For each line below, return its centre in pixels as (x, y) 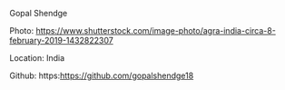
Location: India (37, 58)
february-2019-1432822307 (61, 40)
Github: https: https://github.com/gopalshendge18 (102, 75)
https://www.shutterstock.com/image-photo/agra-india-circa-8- (156, 30)
